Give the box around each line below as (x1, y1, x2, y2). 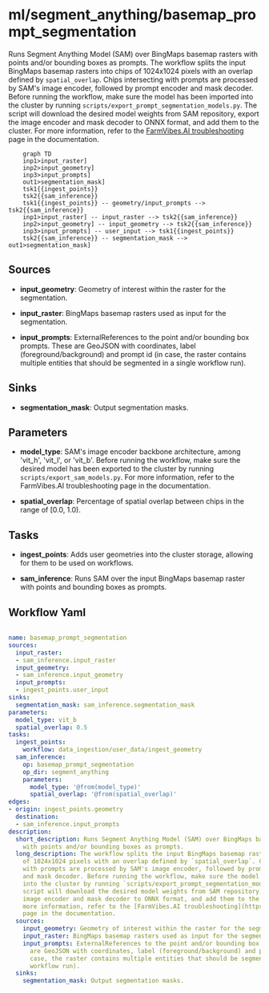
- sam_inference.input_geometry (15, 671, 124, 679)
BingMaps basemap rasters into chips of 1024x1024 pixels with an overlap (8, 66, 254, 75)
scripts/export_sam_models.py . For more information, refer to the (19, 472, 235, 482)
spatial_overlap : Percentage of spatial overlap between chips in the (19, 496, 244, 506)
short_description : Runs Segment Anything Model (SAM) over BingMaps (15, 835, 252, 843)
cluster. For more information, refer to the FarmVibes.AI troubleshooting (8, 126, 244, 136)
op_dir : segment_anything (22, 768, 110, 776)
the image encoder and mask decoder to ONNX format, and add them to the (8, 117, 259, 127)
